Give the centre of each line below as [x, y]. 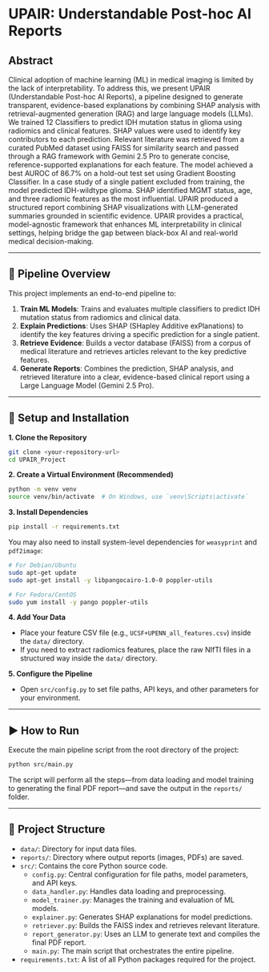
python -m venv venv [43, 489]
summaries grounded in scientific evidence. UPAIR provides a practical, [126, 216]
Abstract [31, 60]
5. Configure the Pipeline [50, 674]
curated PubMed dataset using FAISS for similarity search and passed [123, 148]
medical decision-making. [51, 241]
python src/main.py [41, 765]
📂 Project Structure [57, 829]
